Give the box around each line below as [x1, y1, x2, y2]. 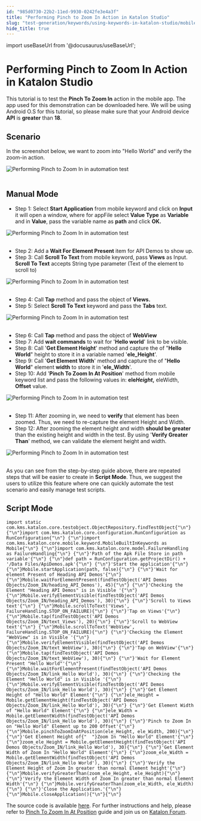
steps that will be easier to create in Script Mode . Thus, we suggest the [6, 473, 182, 480]
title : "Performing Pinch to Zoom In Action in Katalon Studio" [6, 14, 170, 20]
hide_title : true [6, 25, 50, 32]
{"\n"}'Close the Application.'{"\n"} [25, 786, 121, 792]
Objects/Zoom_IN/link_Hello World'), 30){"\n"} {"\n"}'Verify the [6, 760, 175, 766]
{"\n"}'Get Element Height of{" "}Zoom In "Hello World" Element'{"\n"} [6, 734, 194, 740]
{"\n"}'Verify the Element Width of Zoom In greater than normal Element [6, 776, 194, 782]
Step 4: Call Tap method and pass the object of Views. [14, 295, 151, 303]
